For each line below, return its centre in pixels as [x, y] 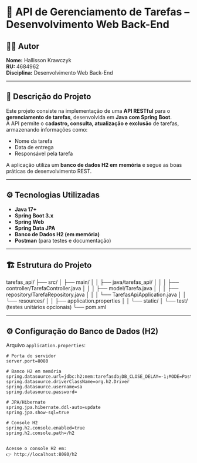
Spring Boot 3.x [34, 215]
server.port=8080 [27, 361]
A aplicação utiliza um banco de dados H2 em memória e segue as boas [94, 165]
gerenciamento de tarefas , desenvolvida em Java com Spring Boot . [89, 117]
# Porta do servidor [31, 356]
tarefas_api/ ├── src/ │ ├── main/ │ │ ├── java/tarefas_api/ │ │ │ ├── [93, 282]
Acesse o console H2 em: [36, 449]
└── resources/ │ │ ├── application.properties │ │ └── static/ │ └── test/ [97, 301]
